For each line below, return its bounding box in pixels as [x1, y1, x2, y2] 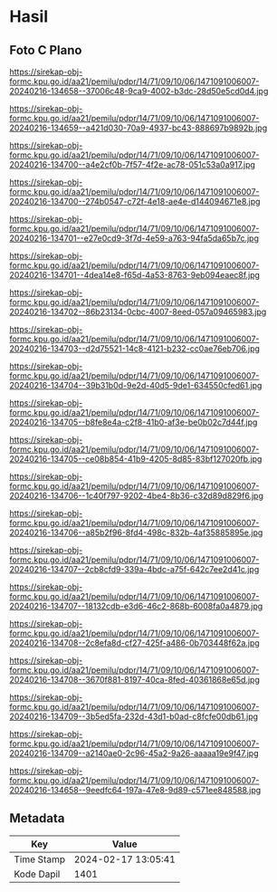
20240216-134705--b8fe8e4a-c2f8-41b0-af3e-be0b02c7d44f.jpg [9, 417, 258, 427]
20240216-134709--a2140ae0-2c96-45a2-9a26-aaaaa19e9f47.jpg [9, 748, 260, 758]
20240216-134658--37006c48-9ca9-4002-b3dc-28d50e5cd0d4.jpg [9, 86, 269, 96]
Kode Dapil [14, 868, 61, 880]
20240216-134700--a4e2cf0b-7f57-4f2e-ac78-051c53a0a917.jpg [9, 159, 256, 169]
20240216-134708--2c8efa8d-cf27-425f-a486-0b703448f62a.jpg [9, 638, 260, 648]
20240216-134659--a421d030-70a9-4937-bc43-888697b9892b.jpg [9, 122, 268, 133]
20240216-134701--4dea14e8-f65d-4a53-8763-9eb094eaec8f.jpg [9, 270, 261, 280]
